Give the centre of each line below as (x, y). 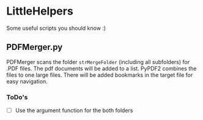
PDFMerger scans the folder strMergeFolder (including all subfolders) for (98, 62)
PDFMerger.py (35, 47)
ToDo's (17, 97)
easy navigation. (27, 81)
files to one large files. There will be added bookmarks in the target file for (100, 75)
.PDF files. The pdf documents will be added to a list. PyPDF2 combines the (102, 68)
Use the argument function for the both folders (74, 110)
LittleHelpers (40, 11)
